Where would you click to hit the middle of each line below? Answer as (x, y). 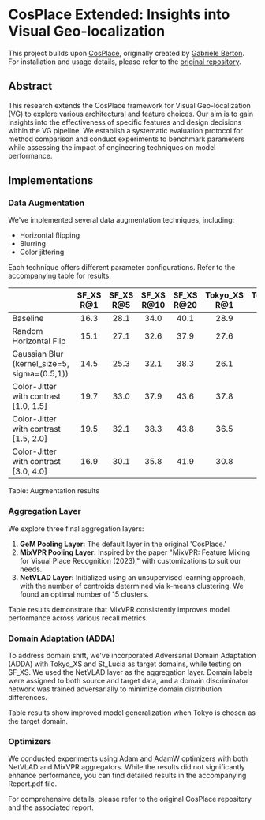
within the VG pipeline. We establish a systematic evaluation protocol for (125, 130)
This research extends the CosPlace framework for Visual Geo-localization (129, 105)
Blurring (32, 244)
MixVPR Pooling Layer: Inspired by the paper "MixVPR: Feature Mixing (135, 552)
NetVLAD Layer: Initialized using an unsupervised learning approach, (132, 577)
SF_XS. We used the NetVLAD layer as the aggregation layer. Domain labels (131, 672)
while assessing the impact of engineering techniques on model (112, 147)
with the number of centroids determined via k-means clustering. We (131, 586)
